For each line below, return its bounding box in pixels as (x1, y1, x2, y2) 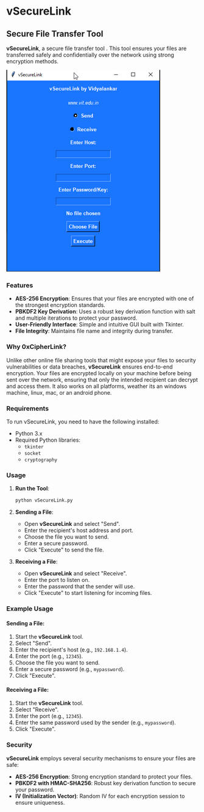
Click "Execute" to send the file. (24, 546, 105, 553)
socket (24, 450, 41, 456)
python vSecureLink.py (15, 497, 73, 504)
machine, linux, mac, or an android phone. (6, 389, 112, 396)
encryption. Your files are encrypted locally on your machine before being (6, 369, 192, 376)
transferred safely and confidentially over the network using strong (6, 51, 175, 59)
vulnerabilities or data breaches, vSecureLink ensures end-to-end (6, 363, 173, 370)
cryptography (24, 456, 58, 463)
